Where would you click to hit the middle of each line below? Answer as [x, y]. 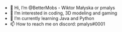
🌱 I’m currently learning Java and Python [52, 18]
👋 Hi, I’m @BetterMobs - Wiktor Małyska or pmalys [63, 8]
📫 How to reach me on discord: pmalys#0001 [57, 24]
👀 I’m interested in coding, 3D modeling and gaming [64, 13]
